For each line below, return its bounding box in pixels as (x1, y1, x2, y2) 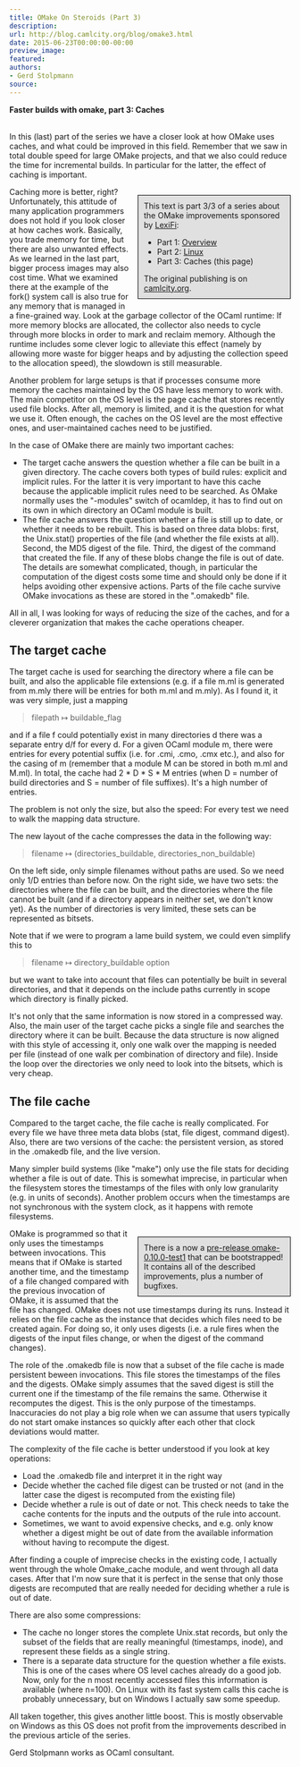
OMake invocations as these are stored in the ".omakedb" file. (21, 590, 250, 600)
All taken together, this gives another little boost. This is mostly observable (9, 1711, 284, 1722)
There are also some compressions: (9, 1610, 141, 1620)
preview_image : (9, 47, 66, 55)
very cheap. (9, 1068, 54, 1079)
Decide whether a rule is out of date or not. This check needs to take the (21, 1499, 289, 1510)
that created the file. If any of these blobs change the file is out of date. (21, 552, 284, 563)
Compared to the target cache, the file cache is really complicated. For (9, 1117, 270, 1128)
